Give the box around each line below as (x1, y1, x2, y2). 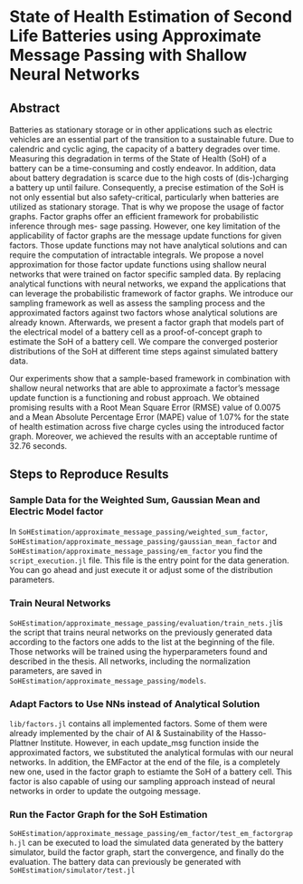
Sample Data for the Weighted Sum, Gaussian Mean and (9, 494, 260, 507)
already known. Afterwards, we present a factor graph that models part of (9, 317, 285, 327)
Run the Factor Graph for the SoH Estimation (9, 809, 208, 821)
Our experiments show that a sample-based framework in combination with (9, 374, 291, 384)
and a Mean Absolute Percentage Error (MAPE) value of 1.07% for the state (9, 412, 289, 423)
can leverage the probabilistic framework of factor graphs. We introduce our (9, 288, 294, 298)
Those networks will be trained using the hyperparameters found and (9, 646, 269, 656)
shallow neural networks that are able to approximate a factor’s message (9, 383, 280, 393)
